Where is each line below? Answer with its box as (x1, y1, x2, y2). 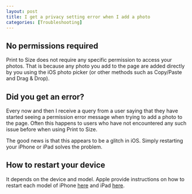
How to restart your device (6, 160, 105, 170)
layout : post (6, 8, 38, 15)
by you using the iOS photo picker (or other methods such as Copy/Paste (6, 69, 183, 76)
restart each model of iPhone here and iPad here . (6, 182, 125, 189)
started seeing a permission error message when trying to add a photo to (6, 114, 183, 120)
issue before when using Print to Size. (6, 126, 98, 133)
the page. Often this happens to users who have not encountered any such (6, 120, 187, 126)
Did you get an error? (6, 91, 85, 102)
